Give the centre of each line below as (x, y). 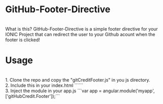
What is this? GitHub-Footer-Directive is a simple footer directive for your (82, 29)
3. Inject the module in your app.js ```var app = (54, 91)
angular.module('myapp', (129, 91)
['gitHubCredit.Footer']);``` (32, 96)
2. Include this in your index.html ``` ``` (44, 85)
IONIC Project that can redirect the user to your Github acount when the (80, 34)
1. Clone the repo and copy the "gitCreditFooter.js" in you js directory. (78, 80)
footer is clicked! (23, 40)
